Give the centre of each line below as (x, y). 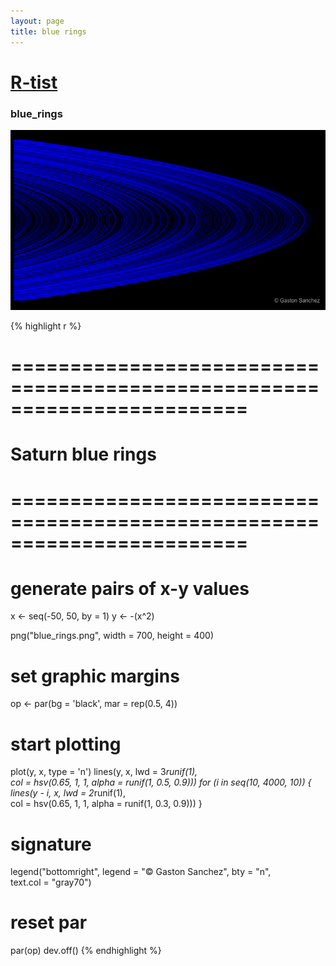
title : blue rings (48, 31)
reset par (49, 922)
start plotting (66, 744)
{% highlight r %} (46, 326)
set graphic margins (95, 676)
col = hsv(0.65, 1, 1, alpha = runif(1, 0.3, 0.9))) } (106, 804)
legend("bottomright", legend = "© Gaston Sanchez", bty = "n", (141, 872)
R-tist (34, 82)
